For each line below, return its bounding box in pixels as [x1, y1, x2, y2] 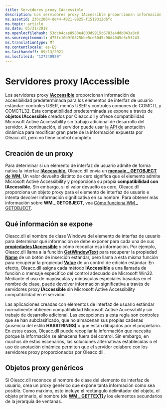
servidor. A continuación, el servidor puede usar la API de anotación [5, 124, 145, 130]
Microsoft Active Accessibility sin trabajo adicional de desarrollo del [5, 119, 145, 125]
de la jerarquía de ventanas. [5, 398, 62, 404]
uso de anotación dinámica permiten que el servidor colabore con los [5, 344, 148, 350]
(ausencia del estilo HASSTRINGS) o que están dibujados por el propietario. [5, 322, 161, 328]
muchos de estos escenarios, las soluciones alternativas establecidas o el [5, 338, 157, 344]
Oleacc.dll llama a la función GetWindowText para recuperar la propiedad [5, 249, 157, 255]
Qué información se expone [5, 220, 93, 228]
